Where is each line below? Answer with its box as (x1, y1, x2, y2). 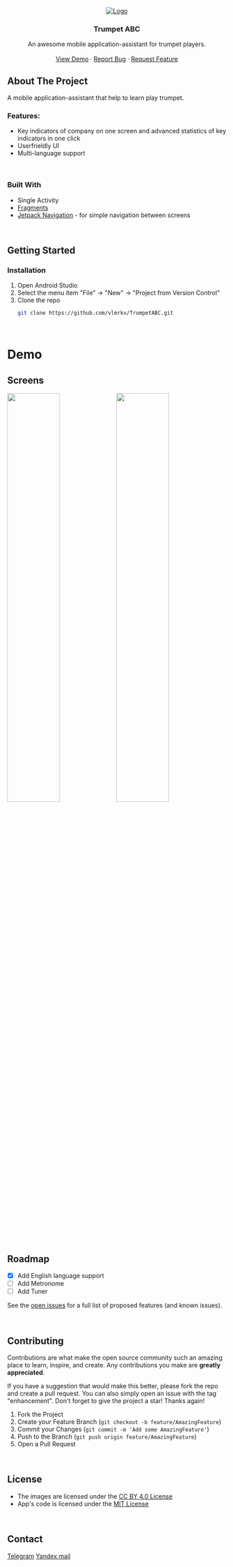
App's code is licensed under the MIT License (17, 1499, 150, 1508)
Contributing (7, 1335, 64, 1346)
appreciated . (7, 1368, 45, 1377)
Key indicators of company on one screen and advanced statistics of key (17, 127, 227, 135)
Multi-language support (17, 149, 86, 158)
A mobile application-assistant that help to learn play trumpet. (7, 94, 184, 102)
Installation (7, 265, 47, 275)
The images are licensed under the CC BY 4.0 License (17, 1492, 172, 1500)
